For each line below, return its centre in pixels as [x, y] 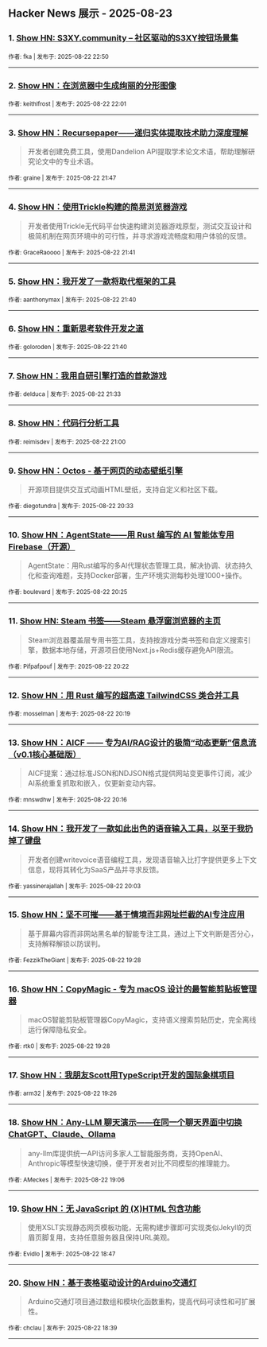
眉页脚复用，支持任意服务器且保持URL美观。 [101, 1237]
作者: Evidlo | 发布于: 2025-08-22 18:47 [62, 1254]
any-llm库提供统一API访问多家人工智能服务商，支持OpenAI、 [128, 1153]
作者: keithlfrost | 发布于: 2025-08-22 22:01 [68, 104]
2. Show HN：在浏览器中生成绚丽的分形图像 [92, 85]
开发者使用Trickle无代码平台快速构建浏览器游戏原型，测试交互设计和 [140, 226]
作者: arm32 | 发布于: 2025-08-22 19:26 [63, 1094]
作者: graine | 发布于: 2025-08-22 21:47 [62, 178]
